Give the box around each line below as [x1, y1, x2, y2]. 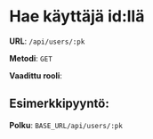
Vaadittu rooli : [9, 69, 62, 81]
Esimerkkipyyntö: [9, 96, 109, 111]
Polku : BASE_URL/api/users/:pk [9, 119, 123, 130]
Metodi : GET [9, 53, 53, 63]
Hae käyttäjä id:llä [9, 6, 145, 27]
